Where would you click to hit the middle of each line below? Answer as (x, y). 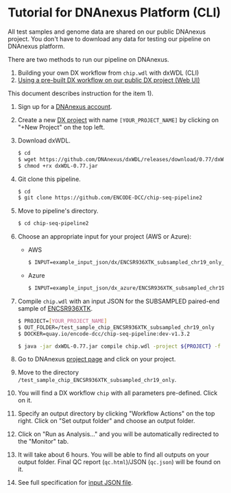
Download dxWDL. (44, 140)
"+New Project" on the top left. (61, 127)
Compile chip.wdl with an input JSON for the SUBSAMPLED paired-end (119, 301)
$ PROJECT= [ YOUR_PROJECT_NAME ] (62, 321)
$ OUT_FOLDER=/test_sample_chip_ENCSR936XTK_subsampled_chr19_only (116, 327)
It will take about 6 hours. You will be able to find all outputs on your (113, 455)
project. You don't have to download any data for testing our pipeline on (109, 38)
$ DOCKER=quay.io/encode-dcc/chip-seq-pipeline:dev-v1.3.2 (104, 334)
